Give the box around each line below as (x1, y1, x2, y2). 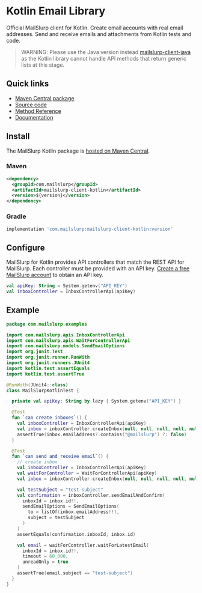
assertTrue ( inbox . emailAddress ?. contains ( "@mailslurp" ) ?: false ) (17, 431, 187, 437)
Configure (6, 242, 45, 253)
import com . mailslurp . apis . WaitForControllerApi (6, 338, 130, 344)
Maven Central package (14, 94, 75, 102)
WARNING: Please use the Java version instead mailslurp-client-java (20, 48, 191, 55)
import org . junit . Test (6, 348, 63, 355)
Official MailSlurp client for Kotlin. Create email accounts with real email (6, 24, 183, 31)
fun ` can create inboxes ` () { (11, 415, 87, 421)
